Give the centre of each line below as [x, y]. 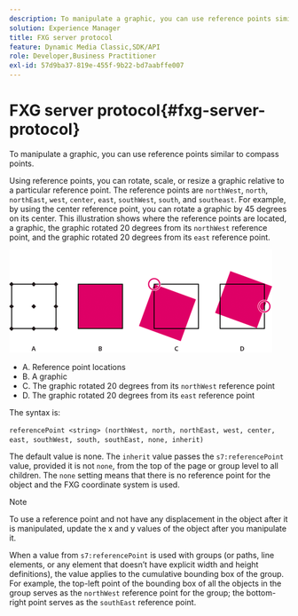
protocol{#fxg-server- [181, 111]
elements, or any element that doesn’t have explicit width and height [134, 565]
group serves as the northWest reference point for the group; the [127, 592]
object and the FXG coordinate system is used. [94, 485]
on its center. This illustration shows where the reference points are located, [148, 218]
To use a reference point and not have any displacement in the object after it [149, 518]
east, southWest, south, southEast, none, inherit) [106, 439]
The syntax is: [35, 412]
